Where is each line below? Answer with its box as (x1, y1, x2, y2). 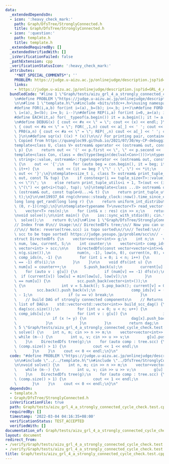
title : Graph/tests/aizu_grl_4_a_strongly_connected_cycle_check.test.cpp (5, 451, 165, 456)
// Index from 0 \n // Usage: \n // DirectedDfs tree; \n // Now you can (14, 222, 158, 228)
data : (5, 7, 17, 13)
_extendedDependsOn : (10, 12, 53, 17)
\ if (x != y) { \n (14, 316, 87, 321)
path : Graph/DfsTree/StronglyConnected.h (14, 21, 102, 27)
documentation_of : (5, 428, 44, 433)
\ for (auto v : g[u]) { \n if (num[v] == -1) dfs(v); (14, 269, 161, 274)
